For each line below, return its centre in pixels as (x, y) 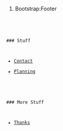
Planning (25, 72)
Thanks (22, 123)
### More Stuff (25, 102)
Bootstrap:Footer (36, 9)
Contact (23, 61)
